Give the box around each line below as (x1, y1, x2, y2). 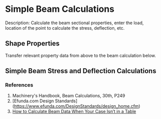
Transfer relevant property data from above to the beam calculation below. (5, 52, 156, 58)
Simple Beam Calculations (5, 3, 115, 15)
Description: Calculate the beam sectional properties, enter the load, (5, 20, 144, 26)
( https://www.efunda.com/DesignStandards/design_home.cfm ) (12, 103, 140, 109)
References (5, 81, 33, 88)
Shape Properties (5, 40, 60, 48)
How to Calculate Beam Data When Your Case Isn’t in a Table (12, 109, 136, 115)
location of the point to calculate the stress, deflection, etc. (5, 25, 125, 31)
